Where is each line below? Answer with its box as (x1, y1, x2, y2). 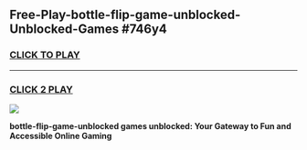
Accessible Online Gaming (9, 130, 112, 141)
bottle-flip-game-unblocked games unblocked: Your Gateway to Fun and (9, 120, 291, 131)
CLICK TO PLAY (9, 49, 80, 62)
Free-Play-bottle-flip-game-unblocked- (9, 7, 241, 23)
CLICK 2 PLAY (9, 83, 73, 95)
